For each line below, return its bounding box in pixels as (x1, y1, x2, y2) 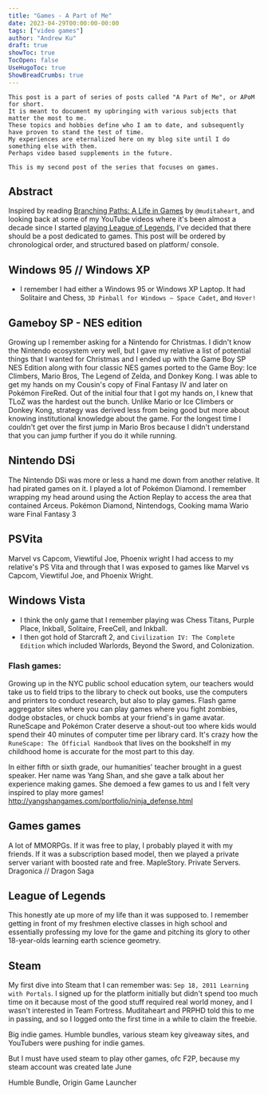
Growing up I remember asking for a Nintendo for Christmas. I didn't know (8, 338, 251, 347)
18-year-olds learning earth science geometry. (8, 936, 161, 945)
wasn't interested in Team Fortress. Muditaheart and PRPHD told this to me (8, 1005, 255, 1016)
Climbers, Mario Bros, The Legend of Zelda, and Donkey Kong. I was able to (8, 371, 258, 381)
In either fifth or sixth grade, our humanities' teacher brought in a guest (8, 761, 242, 772)
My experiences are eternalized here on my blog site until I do (8, 135, 230, 143)
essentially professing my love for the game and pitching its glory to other (8, 927, 250, 937)
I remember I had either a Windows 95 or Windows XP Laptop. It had (19, 285, 246, 294)
